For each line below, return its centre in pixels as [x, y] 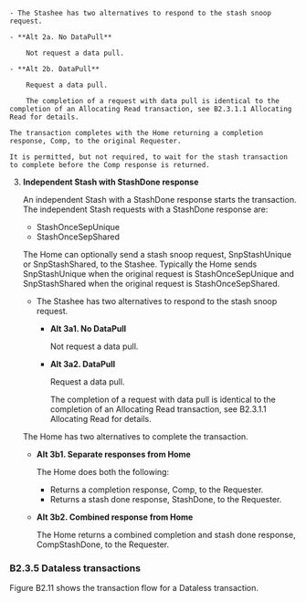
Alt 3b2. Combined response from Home [115, 517]
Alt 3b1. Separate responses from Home [114, 454]
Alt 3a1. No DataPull [88, 328]
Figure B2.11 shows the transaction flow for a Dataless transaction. [134, 588]
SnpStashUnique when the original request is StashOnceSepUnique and [158, 274]
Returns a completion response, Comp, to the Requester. [157, 490]
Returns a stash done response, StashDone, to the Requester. [166, 499]
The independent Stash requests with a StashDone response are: [145, 209]
